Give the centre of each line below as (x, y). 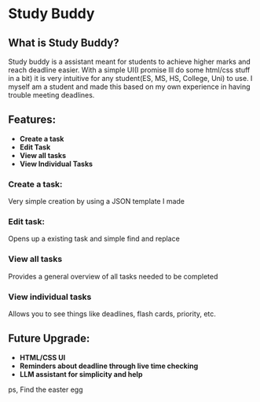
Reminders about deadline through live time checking (109, 366)
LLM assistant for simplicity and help (81, 374)
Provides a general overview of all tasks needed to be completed (113, 276)
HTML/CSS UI (42, 357)
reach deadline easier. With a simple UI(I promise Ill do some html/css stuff (129, 70)
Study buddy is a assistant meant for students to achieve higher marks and (130, 61)
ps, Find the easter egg (46, 389)
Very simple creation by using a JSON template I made (96, 201)
